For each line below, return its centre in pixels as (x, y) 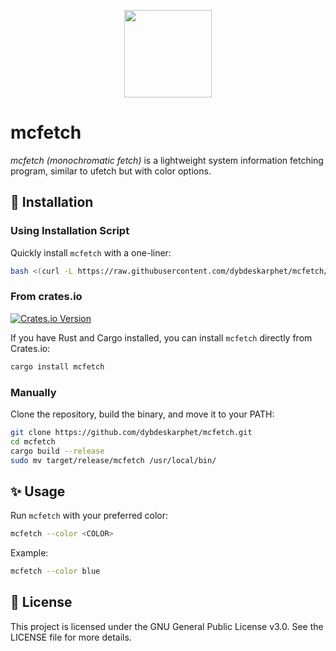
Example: (29, 553)
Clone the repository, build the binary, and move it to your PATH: (142, 414)
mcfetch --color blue (55, 571)
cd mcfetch (33, 441)
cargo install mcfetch (57, 366)
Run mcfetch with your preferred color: (89, 516)
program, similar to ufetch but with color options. (111, 171)
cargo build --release (57, 451)
